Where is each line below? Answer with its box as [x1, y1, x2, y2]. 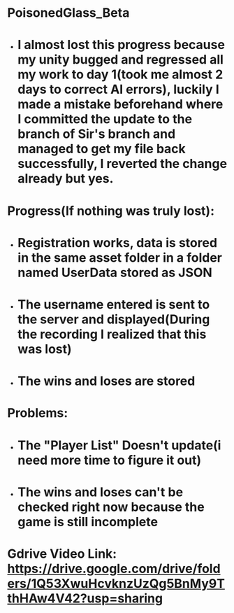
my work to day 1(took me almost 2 [17, 66, 224, 83]
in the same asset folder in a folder [17, 250, 222, 265]
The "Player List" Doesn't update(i [17, 437, 221, 453]
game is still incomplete [17, 514, 159, 530]
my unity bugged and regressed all [17, 52, 224, 68]
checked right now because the [17, 499, 205, 515]
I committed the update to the [17, 111, 193, 127]
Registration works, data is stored [17, 234, 218, 251]
